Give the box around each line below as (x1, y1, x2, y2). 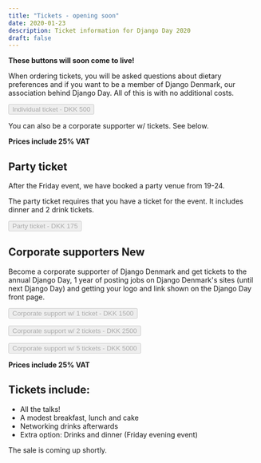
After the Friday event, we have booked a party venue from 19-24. (8, 181, 225, 191)
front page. (8, 292, 45, 302)
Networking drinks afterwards (19, 421, 118, 431)
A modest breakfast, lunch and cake (19, 413, 140, 422)
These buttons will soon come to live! (8, 56, 135, 65)
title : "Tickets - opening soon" (8, 11, 120, 20)
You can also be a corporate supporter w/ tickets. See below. (8, 121, 209, 131)
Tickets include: (8, 383, 90, 397)
